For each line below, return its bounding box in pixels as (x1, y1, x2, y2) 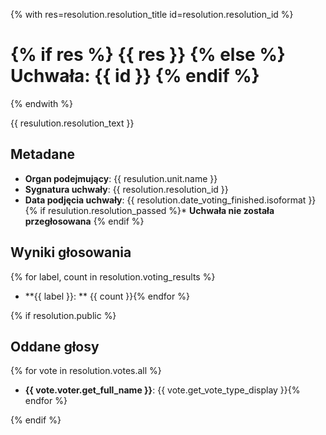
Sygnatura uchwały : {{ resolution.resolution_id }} (24, 183, 229, 195)
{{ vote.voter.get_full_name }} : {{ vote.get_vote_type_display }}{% (24, 384, 301, 396)
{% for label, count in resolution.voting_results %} (10, 270, 216, 283)
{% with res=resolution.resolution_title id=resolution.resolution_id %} (10, 9, 294, 20)
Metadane (10, 146, 76, 163)
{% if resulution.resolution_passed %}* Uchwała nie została (24, 204, 275, 216)
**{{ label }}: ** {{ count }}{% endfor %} (24, 290, 190, 302)
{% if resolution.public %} (10, 309, 117, 321)
